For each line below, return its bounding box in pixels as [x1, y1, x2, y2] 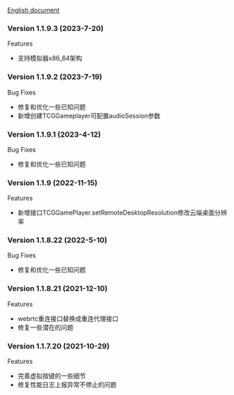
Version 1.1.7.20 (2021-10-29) [7, 341, 110, 351]
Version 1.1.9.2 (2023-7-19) [7, 72, 103, 82]
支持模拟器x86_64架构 [17, 54, 82, 63]
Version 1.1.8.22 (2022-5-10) [7, 235, 108, 245]
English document [7, 6, 60, 14]
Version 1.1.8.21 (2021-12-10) [7, 284, 108, 294]
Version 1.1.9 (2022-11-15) [7, 177, 98, 187]
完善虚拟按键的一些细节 [17, 372, 86, 380]
